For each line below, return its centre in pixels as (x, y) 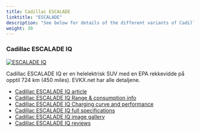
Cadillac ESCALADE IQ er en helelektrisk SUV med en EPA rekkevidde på (95, 73)
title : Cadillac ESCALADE (38, 12)
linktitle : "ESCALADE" (34, 17)
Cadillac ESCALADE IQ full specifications (65, 110)
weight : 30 (20, 28)
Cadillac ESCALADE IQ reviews (53, 123)
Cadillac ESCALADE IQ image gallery (60, 117)
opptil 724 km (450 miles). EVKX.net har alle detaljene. (73, 80)
